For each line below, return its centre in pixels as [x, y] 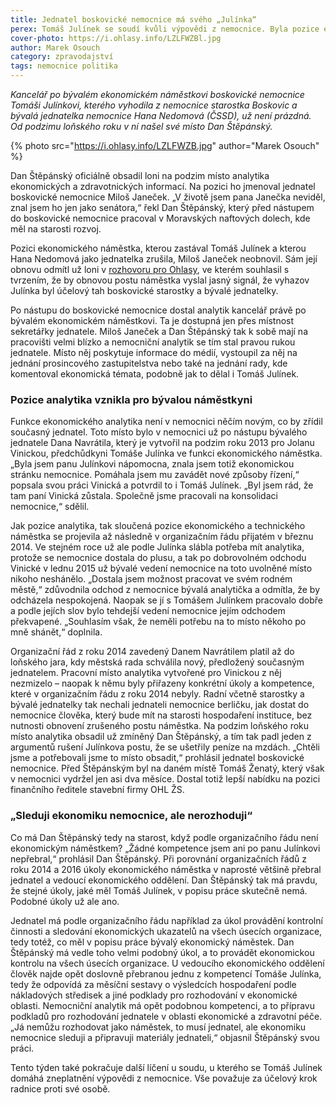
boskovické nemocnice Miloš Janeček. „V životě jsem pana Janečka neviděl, [168, 197]
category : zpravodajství [62, 57]
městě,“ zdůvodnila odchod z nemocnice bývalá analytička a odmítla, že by [165, 590]
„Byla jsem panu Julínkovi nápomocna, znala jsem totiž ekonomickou [152, 464]
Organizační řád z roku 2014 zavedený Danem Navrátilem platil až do [152, 652]
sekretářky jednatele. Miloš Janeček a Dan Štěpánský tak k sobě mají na [159, 331]
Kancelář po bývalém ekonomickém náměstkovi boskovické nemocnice [157, 94]
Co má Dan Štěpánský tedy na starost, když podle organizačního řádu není [164, 837]
